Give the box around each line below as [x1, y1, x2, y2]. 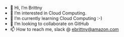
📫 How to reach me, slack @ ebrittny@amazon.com [10, 26, 119, 32]
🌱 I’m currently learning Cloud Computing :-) [10, 15, 102, 21]
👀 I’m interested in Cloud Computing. [10, 10, 87, 16]
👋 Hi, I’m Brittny [10, 5, 43, 10]
